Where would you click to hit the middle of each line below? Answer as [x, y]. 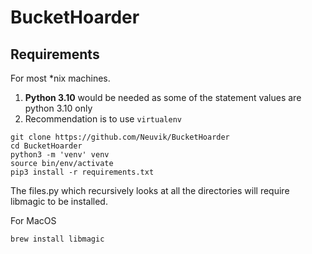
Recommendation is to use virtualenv [103, 119]
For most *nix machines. [60, 78]
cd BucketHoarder [46, 146]
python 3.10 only [58, 108]
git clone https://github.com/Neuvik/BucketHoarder [120, 137]
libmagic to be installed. [59, 201]
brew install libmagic [57, 239]
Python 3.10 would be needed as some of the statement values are [163, 97]
